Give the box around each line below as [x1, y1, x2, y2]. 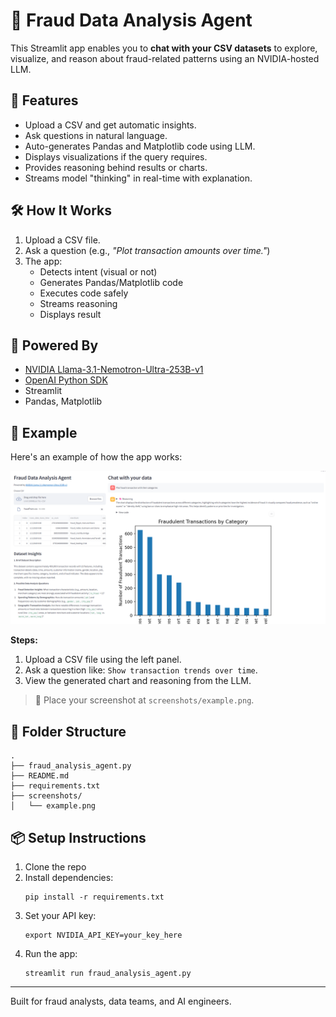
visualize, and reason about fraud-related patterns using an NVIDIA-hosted [10, 52, 320, 64]
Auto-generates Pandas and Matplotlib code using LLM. [24, 140, 256, 152]
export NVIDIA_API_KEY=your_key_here [24, 930, 183, 940]
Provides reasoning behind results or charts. [24, 161, 208, 173]
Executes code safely [39, 287, 129, 299]
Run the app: [24, 947, 78, 959]
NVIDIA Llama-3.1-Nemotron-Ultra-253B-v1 [24, 364, 204, 376]
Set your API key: [24, 909, 97, 921]
